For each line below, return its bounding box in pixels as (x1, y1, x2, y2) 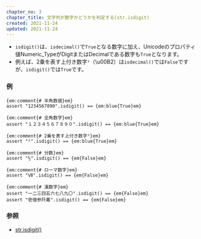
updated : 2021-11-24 (6, 25, 59, 32)
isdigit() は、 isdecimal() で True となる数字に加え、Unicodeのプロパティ (14, 43, 196, 50)
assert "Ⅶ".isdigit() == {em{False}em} (6, 172, 109, 178)
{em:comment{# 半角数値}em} (6, 97, 74, 103)
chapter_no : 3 (6, 8, 42, 15)
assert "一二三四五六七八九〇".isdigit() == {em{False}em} (6, 190, 149, 197)
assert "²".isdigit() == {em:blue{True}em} (6, 138, 118, 144)
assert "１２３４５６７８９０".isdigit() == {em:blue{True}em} (6, 121, 160, 127)
